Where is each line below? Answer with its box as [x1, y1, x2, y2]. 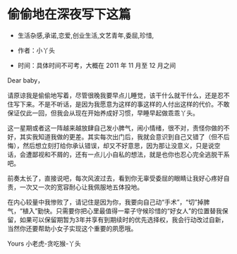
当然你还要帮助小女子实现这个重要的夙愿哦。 [7, 224, 138, 233]
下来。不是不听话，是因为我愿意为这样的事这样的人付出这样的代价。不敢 [19, 99, 230, 108]
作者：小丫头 [17, 46, 55, 54]
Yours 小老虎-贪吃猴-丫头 [7, 239, 81, 248]
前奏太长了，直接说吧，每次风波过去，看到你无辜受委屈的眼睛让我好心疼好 [7, 174, 224, 182]
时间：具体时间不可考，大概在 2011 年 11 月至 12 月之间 [17, 61, 176, 69]
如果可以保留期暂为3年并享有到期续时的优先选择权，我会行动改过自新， [19, 215, 228, 224]
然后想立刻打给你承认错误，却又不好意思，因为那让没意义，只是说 [22, 141, 214, 150]
